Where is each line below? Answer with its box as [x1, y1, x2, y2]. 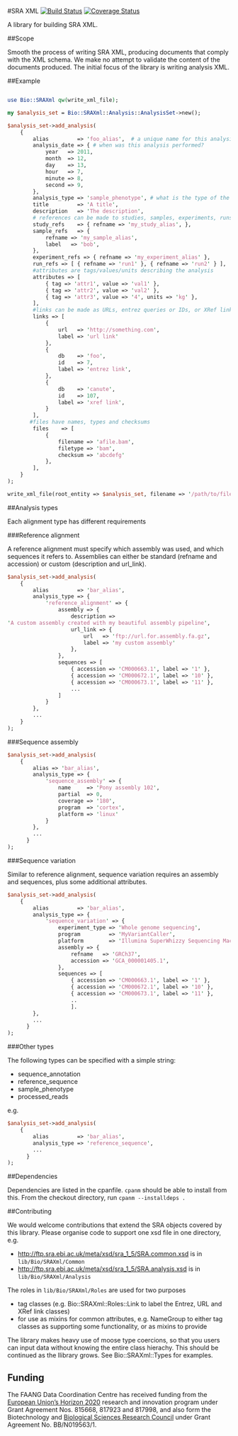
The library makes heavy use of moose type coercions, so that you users [7, 1336, 220, 1345]
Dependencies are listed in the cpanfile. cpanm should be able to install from [7, 1186, 227, 1194]
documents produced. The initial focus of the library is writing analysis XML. [7, 63, 230, 71]
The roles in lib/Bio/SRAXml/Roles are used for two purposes [7, 1286, 186, 1294]
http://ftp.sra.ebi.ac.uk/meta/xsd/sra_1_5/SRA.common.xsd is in [17, 1250, 203, 1258]
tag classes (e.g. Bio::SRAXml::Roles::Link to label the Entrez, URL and [17, 1300, 222, 1308]
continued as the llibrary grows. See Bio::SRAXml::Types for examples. [7, 1351, 214, 1359]
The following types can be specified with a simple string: [7, 1056, 176, 1065]
